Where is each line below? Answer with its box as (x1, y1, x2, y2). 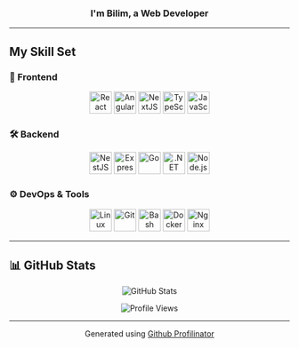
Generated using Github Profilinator (84, 328, 215, 339)
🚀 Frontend (9, 70, 58, 83)
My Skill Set (9, 43, 77, 59)
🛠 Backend (9, 128, 60, 140)
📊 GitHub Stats (9, 257, 96, 273)
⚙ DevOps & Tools (9, 188, 90, 201)
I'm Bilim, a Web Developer (90, 7, 209, 20)
